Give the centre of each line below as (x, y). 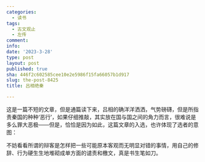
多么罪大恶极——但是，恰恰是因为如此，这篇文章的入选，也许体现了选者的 (100, 125)
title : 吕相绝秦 (25, 86)
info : (13, 46)
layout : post (23, 63)
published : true (27, 69)
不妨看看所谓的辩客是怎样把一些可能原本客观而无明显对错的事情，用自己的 (100, 145)
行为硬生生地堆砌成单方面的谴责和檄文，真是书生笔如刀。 (89, 153)
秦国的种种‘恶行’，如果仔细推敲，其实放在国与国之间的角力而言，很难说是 (104, 117)
